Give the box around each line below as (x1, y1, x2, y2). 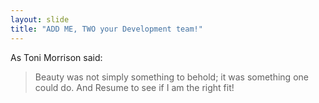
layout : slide (10, 14, 70, 25)
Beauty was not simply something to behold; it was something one (34, 71, 309, 83)
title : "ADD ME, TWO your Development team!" (10, 24, 203, 34)
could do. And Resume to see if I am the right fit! (34, 81, 235, 93)
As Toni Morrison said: (10, 51, 103, 63)
